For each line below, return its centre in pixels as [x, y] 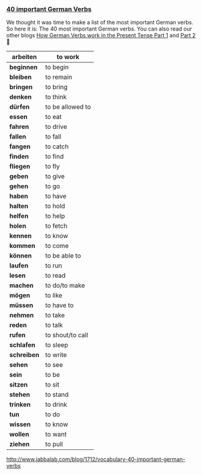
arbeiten [24, 57]
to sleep [56, 345]
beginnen [23, 67]
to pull [54, 444]
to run [53, 266]
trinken [20, 405]
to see [54, 365]
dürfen [20, 107]
